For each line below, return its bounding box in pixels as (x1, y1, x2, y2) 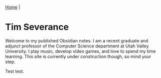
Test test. (5, 68, 24, 74)
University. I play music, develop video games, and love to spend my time (5, 48, 156, 54)
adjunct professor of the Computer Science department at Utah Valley (5, 43, 149, 49)
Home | (5, 4, 20, 10)
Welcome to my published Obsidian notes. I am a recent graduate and (5, 38, 149, 43)
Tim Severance (5, 22, 69, 33)
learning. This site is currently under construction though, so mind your (5, 53, 151, 59)
